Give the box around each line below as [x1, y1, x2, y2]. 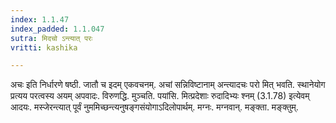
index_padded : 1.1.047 [10, 24, 105, 34]
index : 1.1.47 [10, 14, 70, 25]
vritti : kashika [10, 42, 78, 53]
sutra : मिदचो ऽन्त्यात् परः [10, 33, 93, 43]
